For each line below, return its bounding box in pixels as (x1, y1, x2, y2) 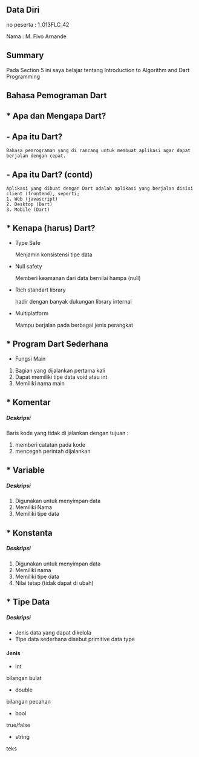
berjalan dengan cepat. (6, 153, 67, 159)
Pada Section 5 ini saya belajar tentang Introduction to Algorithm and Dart (6, 66, 190, 73)
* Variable (6, 465, 45, 475)
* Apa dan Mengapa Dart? (6, 111, 106, 121)
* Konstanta (6, 527, 53, 538)
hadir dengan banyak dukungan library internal (15, 298, 132, 305)
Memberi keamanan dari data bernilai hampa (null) (15, 274, 141, 281)
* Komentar (6, 397, 51, 408)
